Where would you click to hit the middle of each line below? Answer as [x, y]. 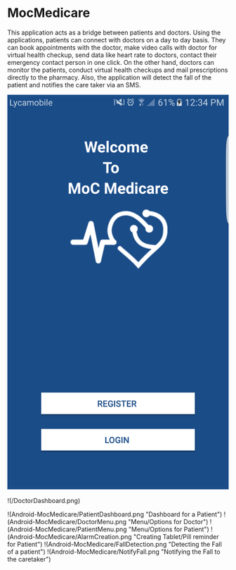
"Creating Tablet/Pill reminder [176, 536]
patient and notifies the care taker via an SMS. [74, 85]
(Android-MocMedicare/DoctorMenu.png [67, 521]
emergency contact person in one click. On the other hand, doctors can [111, 62]
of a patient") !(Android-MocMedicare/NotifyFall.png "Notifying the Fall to [114, 552]
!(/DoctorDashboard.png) [44, 500]
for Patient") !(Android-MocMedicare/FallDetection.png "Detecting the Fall [115, 544]
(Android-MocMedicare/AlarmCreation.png [70, 536]
